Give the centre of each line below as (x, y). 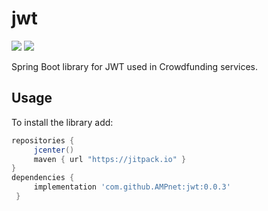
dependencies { (43, 178)
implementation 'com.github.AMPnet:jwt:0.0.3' (132, 187)
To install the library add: (62, 122)
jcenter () (54, 150)
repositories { (43, 140)
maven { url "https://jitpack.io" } (110, 159)
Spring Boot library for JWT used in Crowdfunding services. (135, 66)
